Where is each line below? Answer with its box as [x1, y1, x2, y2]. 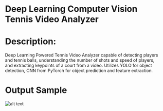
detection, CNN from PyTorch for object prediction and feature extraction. [5, 68, 153, 74]
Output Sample [5, 85, 67, 96]
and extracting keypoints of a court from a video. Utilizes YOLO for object [5, 62, 152, 69]
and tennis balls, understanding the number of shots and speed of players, [5, 57, 155, 63]
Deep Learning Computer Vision [5, 3, 138, 15]
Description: [5, 36, 56, 47]
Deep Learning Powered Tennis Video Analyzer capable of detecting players [5, 52, 158, 58]
